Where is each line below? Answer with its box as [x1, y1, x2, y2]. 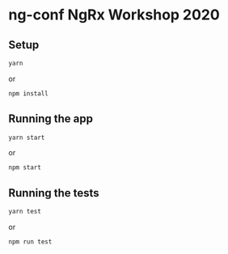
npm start [8, 163, 42, 171]
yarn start [8, 133, 45, 142]
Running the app [8, 112, 93, 126]
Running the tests [8, 186, 99, 200]
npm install [8, 89, 49, 98]
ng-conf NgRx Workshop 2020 [8, 6, 220, 24]
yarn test [8, 208, 42, 216]
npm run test [8, 238, 53, 246]
